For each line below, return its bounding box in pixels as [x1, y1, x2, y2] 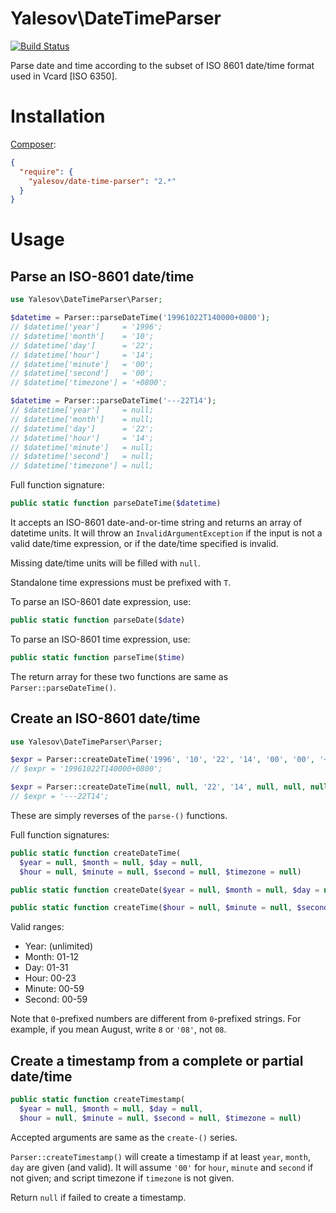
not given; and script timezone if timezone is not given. [10, 1172, 235, 1184]
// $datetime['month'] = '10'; [10, 331, 155, 341]
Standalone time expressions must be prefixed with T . [10, 577, 232, 588]
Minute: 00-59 [24, 983, 85, 995]
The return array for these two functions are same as [10, 670, 229, 682]
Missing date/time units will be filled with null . [10, 557, 201, 569]
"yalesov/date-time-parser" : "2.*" [28, 176, 177, 186]
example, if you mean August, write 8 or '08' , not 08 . [10, 1023, 227, 1036]
